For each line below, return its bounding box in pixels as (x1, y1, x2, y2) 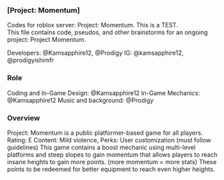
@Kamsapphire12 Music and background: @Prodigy (7, 96, 154, 104)
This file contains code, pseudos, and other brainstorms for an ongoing (7, 28, 208, 36)
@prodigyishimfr (7, 56, 55, 64)
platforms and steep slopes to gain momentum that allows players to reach (7, 150, 218, 159)
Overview (7, 113, 40, 123)
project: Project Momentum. (7, 36, 86, 44)
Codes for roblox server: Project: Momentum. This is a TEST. (7, 21, 178, 29)
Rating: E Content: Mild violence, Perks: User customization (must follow (7, 136, 211, 144)
